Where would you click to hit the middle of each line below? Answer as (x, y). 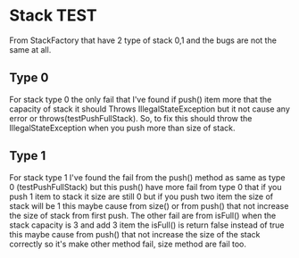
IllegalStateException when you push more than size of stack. (122, 128)
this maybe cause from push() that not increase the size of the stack (135, 234)
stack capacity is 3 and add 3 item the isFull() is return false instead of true (147, 225)
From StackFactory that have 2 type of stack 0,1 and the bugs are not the (143, 40)
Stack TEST (53, 16)
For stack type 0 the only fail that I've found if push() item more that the (141, 99)
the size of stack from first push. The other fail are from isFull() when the (143, 215)
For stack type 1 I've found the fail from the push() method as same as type (147, 177)
